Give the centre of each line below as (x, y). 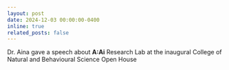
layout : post (26, 13)
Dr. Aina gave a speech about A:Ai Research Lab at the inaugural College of (115, 52)
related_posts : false (38, 33)
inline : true (26, 26)
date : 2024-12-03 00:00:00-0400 (53, 20)
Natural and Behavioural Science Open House (72, 60)
